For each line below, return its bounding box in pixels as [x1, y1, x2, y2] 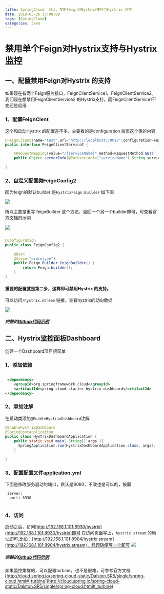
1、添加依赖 [5, 361, 33, 368]
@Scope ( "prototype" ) [14, 256, 56, 261]
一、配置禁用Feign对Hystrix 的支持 [5, 76, 111, 85]
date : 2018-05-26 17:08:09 [5, 12, 60, 17]
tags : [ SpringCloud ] [5, 16, 47, 21]
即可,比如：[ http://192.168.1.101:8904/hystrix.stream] [9, 536, 114, 542]
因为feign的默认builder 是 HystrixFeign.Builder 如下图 [5, 189, 114, 195]
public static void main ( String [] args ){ [14, 439, 104, 444]
